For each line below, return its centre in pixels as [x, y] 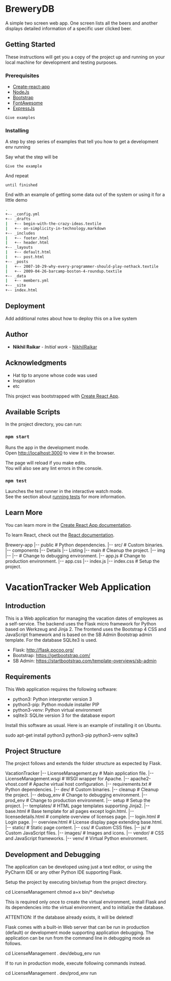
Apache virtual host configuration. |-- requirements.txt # [92, 784]
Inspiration [24, 381]
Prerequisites [22, 76]
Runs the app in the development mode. [47, 447]
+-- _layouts [19, 248]
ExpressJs [23, 108]
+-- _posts [17, 262]
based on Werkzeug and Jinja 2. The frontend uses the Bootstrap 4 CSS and [86, 629]
